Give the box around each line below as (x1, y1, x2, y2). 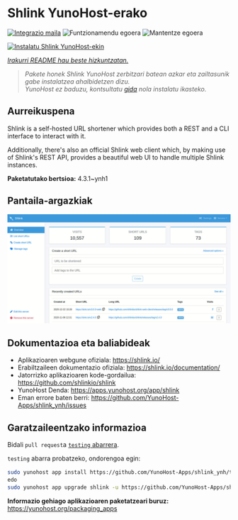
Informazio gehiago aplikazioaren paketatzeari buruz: (7, 497, 169, 505)
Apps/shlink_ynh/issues (17, 401, 87, 409)
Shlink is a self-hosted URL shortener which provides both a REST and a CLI (7, 124, 229, 133)
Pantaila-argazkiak (7, 195, 93, 207)
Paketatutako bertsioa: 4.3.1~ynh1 (7, 174, 108, 182)
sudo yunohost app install (7, 469, 87, 476)
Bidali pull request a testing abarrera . (7, 441, 119, 449)
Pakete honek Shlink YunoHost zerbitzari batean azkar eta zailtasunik (24, 70, 230, 78)
